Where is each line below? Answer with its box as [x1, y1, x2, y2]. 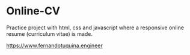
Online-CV [6, 4, 61, 18]
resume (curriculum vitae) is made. [6, 30, 93, 37]
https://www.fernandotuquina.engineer [6, 42, 103, 49]
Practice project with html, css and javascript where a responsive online [6, 24, 185, 31]
